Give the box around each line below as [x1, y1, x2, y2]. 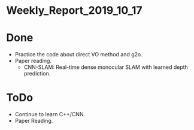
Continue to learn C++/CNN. [14, 111, 86, 118]
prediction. [23, 70, 51, 77]
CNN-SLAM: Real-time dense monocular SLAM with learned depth [23, 64, 189, 71]
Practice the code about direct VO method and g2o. [14, 51, 143, 58]
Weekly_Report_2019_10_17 [6, 4, 143, 17]
